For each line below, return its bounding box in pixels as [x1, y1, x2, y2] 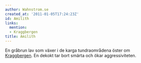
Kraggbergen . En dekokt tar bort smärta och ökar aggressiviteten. [5, 52, 137, 58]
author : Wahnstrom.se [5, 7, 49, 12]
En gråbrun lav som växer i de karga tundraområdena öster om [5, 47, 130, 53]
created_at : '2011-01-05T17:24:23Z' [5, 12, 79, 16]
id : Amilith [5, 16, 29, 21]
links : [5, 20, 18, 26]
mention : [9, 25, 27, 30]
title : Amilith [5, 34, 36, 39]
